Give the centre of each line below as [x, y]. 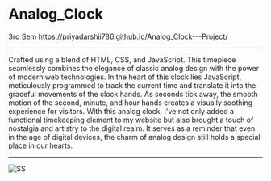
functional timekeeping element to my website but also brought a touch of [131, 120]
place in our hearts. [41, 145]
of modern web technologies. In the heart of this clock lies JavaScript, [125, 77]
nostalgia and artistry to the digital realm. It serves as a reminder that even [132, 128]
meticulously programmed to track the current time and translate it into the [132, 85]
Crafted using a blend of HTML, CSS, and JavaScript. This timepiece [122, 59]
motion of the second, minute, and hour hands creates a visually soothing [131, 103]
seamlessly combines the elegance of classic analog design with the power [134, 68]
